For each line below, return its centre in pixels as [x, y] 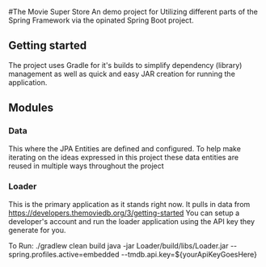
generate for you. [37, 230]
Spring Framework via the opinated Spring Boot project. [101, 20]
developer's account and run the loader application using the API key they [132, 221]
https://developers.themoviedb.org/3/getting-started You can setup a [124, 213]
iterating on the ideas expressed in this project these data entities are [124, 157]
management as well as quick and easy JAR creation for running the [122, 74]
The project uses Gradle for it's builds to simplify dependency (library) [125, 65]
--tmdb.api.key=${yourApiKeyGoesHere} [189, 254]
